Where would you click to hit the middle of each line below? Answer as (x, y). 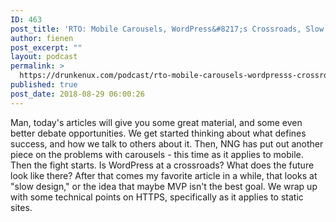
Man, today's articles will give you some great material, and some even (156, 122)
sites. (21, 207)
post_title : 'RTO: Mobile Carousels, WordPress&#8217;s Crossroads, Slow (167, 29)
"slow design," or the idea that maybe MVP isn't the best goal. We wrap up (164, 186)
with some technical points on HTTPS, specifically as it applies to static (157, 197)
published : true (44, 85)
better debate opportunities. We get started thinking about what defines (158, 133)
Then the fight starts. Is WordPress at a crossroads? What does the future (162, 165)
